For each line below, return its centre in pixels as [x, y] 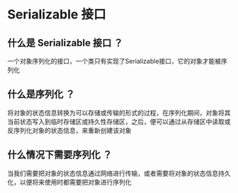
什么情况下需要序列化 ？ [59, 155]
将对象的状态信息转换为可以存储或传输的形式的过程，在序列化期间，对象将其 [119, 112]
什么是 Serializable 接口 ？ [65, 43]
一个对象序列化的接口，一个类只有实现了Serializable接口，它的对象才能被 [114, 61]
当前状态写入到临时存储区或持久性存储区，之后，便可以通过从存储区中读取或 [119, 122]
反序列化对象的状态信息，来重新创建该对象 [69, 130]
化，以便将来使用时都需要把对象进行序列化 [69, 182]
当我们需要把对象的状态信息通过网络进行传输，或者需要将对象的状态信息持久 [119, 173]
